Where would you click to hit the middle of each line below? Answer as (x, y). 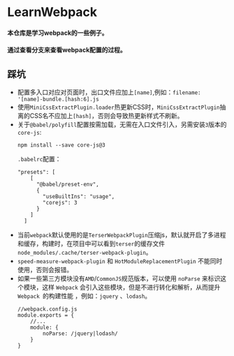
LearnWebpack (52, 12)
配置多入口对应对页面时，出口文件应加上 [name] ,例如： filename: (109, 92)
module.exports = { (46, 316)
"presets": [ (36, 172)
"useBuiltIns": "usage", (79, 197)
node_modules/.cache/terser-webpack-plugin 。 (85, 253)
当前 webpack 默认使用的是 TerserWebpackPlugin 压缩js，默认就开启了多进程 (122, 235)
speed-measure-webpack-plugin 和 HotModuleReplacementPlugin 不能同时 (120, 261)
